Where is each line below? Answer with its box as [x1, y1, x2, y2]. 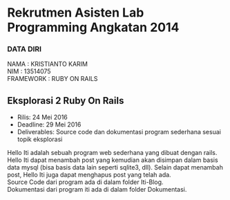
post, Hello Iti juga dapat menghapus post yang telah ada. [7, 171, 171, 179]
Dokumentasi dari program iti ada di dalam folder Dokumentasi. [7, 185, 187, 194]
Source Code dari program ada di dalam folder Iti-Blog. [7, 178, 164, 186]
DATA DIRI [7, 44, 42, 54]
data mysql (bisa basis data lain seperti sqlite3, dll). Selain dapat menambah [7, 163, 223, 172]
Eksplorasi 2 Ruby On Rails [7, 95, 124, 107]
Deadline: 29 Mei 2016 [17, 120, 82, 129]
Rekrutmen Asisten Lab [7, 5, 144, 21]
